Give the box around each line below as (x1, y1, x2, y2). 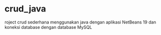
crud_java (4, 3, 46, 14)
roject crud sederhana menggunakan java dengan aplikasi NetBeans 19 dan (4, 19, 157, 25)
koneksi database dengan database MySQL (4, 24, 92, 30)
